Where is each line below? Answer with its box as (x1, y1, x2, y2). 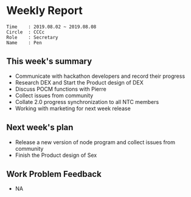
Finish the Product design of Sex (15, 151, 97, 159)
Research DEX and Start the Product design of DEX (15, 78, 144, 86)
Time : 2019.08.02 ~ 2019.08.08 (6, 24, 97, 30)
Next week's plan (6, 122, 74, 133)
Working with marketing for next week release (15, 105, 131, 112)
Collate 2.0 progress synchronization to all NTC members (15, 98, 159, 105)
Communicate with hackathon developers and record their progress (15, 72, 186, 80)
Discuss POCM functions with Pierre (15, 85, 106, 92)
